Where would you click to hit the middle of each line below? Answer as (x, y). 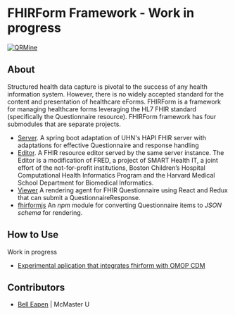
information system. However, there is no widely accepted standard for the (115, 94)
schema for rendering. (50, 212)
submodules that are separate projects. (64, 124)
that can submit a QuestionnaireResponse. (79, 197)
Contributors (36, 287)
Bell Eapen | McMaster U (53, 304)
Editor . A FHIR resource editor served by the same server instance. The (121, 152)
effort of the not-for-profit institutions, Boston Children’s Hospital (111, 168)
